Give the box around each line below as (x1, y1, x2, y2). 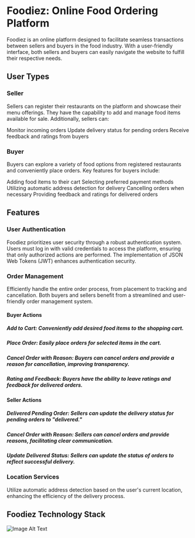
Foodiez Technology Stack (6, 509, 106, 520)
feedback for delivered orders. (6, 381, 83, 388)
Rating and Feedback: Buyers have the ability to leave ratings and (6, 375, 172, 383)
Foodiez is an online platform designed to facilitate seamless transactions (6, 36, 184, 43)
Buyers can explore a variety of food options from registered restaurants (6, 160, 182, 168)
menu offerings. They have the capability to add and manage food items (6, 109, 181, 116)
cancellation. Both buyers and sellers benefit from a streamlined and (6, 292, 172, 299)
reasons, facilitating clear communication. (6, 437, 114, 444)
